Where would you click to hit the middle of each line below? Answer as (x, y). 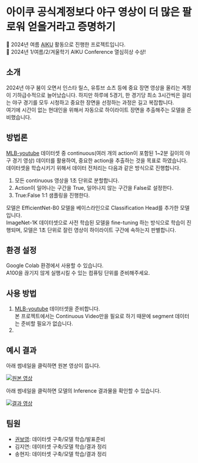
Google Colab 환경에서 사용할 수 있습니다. (55, 266)
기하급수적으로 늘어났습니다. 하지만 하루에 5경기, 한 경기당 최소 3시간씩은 (96, 95)
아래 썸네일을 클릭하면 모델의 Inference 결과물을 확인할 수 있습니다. (84, 391)
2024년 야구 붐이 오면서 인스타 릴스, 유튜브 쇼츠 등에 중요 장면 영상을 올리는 (93, 88)
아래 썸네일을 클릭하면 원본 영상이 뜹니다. (53, 365)
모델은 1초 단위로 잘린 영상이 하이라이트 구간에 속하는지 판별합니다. (100, 230)
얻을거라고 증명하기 (72, 27)
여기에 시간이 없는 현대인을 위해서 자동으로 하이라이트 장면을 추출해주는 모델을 (96, 109)
